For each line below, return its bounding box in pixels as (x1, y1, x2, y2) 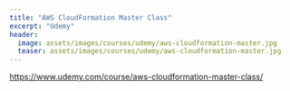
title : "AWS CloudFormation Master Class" (9, 13, 172, 23)
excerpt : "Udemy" (9, 22, 75, 31)
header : (9, 30, 39, 39)
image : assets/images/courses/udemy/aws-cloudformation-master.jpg (17, 38, 278, 48)
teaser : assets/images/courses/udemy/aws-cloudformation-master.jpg (17, 47, 282, 56)
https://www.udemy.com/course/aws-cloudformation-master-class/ (9, 71, 264, 82)
